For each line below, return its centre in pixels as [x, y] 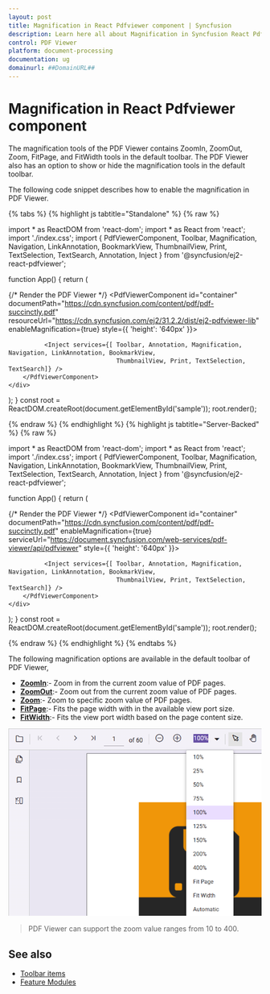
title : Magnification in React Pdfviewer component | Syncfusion [120, 25]
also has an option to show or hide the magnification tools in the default [127, 165]
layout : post [30, 17]
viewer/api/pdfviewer [43, 548]
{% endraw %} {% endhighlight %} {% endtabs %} [92, 643]
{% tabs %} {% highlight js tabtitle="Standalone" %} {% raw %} [114, 213]
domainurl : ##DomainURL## [51, 68]
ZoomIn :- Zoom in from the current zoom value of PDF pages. [123, 683]
